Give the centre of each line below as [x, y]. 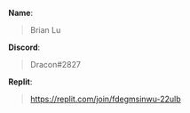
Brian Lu [45, 30]
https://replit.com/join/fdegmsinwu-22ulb [105, 99]
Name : [20, 13]
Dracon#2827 [55, 65]
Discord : [24, 47]
